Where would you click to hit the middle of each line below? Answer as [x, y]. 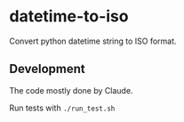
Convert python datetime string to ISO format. [93, 41]
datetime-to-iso [69, 16]
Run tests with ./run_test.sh [62, 108]
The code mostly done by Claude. [71, 90]
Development [48, 69]
